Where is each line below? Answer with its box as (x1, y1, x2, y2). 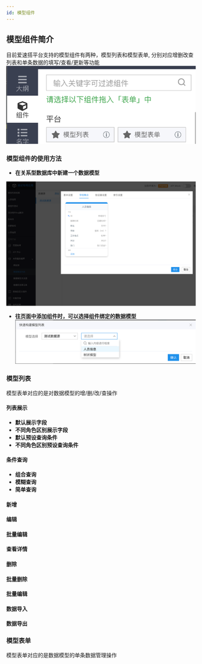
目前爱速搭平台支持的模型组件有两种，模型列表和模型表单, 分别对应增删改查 (6, 51, 194, 58)
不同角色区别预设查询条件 (14, 441, 79, 448)
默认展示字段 (14, 419, 47, 426)
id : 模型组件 (6, 10, 35, 16)
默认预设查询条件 (14, 434, 58, 441)
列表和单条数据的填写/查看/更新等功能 (6, 59, 100, 66)
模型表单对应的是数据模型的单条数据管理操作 (6, 651, 117, 659)
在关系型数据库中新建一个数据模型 (14, 169, 100, 176)
